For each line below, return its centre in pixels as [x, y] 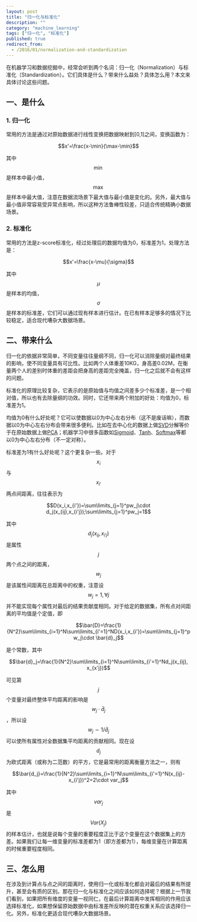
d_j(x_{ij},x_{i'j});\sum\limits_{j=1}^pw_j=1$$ [98, 512]
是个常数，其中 [24, 650]
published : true [26, 39]
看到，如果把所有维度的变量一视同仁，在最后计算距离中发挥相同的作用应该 [101, 899]
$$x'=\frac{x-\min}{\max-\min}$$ [98, 146]
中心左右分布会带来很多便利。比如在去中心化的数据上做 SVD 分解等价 [107, 425]
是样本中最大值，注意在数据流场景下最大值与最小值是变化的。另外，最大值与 [98, 197]
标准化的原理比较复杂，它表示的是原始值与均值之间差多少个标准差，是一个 [96, 390]
